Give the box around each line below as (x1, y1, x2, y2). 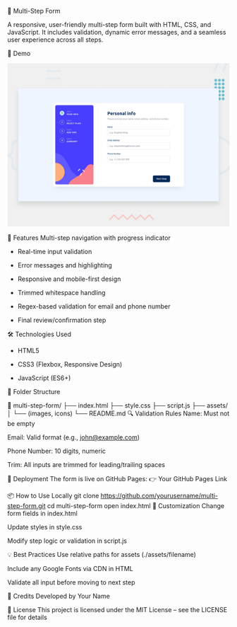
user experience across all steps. (7, 35, 104, 44)
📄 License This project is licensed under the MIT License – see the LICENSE (7, 606, 228, 614)
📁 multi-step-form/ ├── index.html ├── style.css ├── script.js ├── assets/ (7, 401, 228, 410)
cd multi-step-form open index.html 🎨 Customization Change (47, 502, 224, 510)
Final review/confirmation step (17, 316, 107, 325)
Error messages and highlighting (17, 261, 113, 270)
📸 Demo (7, 50, 31, 57)
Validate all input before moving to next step (7, 578, 135, 587)
